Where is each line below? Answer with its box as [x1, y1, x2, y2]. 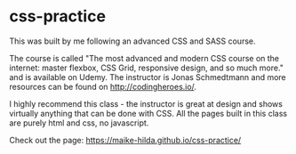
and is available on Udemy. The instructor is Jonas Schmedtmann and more [9, 71, 286, 82]
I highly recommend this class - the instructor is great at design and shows [9, 98, 283, 109]
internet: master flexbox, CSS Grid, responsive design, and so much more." [9, 62, 284, 73]
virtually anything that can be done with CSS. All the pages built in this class [9, 108, 287, 118]
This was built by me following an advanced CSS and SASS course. [9, 36, 256, 46]
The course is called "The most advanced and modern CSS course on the [9, 53, 280, 63]
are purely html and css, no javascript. [9, 118, 149, 128]
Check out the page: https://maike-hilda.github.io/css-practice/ [9, 134, 242, 145]
